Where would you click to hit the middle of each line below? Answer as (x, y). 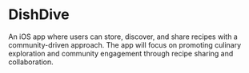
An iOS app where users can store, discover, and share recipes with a (123, 36)
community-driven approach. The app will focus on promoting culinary (125, 44)
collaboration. (31, 62)
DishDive (39, 15)
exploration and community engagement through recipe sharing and (121, 53)
